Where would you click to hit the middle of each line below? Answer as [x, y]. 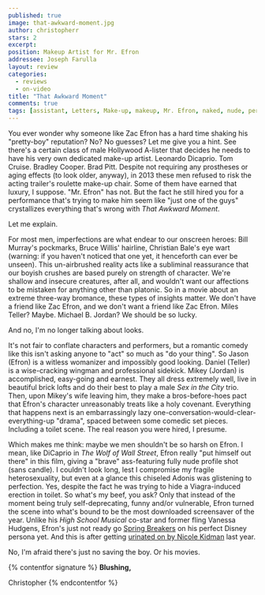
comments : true [33, 103]
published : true [35, 15]
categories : [28, 74]
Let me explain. [33, 224]
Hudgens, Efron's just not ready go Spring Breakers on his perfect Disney [127, 528]
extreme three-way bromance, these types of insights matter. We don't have [132, 298]
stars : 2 [22, 37]
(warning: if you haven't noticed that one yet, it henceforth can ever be [123, 256]
